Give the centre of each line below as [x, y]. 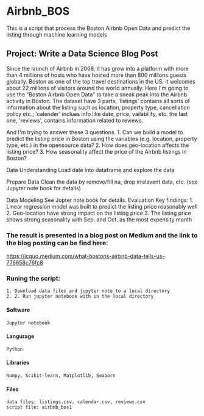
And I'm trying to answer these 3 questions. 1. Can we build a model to [95, 132]
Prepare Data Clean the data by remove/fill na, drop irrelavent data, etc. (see [102, 182]
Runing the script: [33, 278]
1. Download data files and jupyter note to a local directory [88, 291]
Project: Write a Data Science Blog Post [82, 54]
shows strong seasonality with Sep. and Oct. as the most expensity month [99, 219]
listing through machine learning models [57, 34]
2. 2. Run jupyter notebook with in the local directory [80, 296]
